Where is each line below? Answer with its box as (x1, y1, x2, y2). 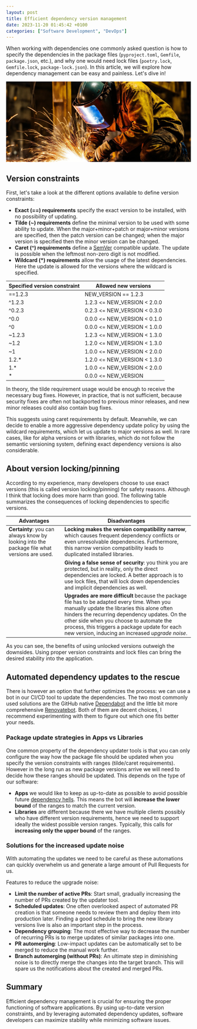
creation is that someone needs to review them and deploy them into (14, 909, 181, 916)
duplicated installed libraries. (64, 551, 134, 558)
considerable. (6, 446, 39, 453)
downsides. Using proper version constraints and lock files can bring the (6, 649, 182, 656)
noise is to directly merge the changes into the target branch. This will (14, 959, 184, 966)
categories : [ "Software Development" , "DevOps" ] (6, 28, 127, 34)
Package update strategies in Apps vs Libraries (6, 734, 144, 742)
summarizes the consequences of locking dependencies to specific (6, 498, 170, 505)
